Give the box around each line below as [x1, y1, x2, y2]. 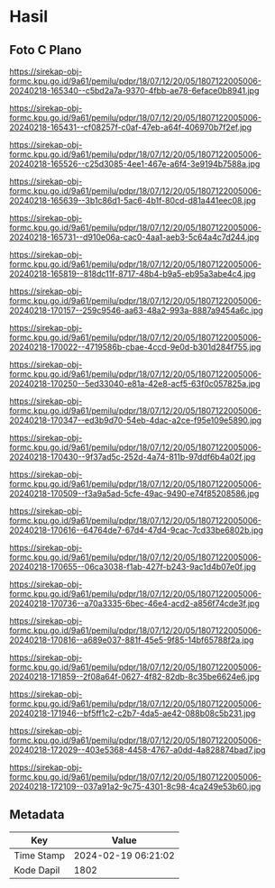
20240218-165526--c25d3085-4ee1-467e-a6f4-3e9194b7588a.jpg [9, 159, 261, 169]
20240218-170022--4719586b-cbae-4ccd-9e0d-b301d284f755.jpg [9, 342, 261, 352]
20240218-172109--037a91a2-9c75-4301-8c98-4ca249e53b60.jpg [9, 782, 261, 792]
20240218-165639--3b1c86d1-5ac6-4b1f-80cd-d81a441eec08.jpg [9, 196, 257, 206]
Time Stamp [14, 849, 66, 862]
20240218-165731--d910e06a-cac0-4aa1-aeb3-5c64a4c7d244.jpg [9, 232, 260, 243]
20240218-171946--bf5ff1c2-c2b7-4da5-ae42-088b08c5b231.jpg [9, 708, 256, 719]
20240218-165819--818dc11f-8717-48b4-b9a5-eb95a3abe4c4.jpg [9, 269, 256, 279]
